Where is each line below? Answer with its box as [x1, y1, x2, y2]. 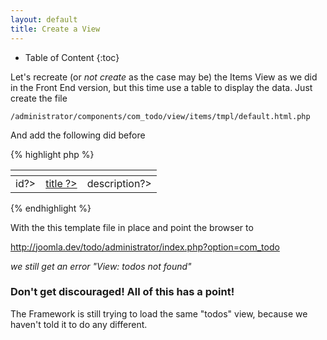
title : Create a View [10, 24, 101, 34]
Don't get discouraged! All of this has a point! [10, 285, 235, 299]
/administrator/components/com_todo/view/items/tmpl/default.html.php [10, 111, 311, 121]
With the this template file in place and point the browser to [10, 221, 254, 233]
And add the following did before [10, 129, 146, 141]
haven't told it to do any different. [10, 318, 148, 330]
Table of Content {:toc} [24, 51, 120, 63]
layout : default [10, 14, 78, 25]
